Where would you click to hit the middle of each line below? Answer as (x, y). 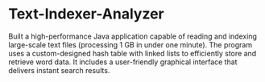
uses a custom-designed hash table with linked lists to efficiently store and (132, 53)
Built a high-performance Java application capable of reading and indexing (133, 36)
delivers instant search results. (59, 70)
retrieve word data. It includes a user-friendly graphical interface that (123, 62)
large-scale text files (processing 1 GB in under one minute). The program (130, 44)
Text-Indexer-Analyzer (86, 14)
